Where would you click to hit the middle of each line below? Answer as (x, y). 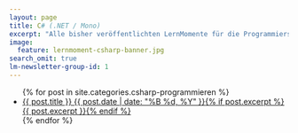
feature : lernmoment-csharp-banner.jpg (91, 51)
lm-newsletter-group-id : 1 (59, 67)
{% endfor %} (47, 120)
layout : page (33, 17)
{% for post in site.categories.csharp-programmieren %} (125, 92)
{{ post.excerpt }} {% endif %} (76, 111)
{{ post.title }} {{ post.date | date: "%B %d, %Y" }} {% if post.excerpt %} (153, 101)
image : (21, 42)
